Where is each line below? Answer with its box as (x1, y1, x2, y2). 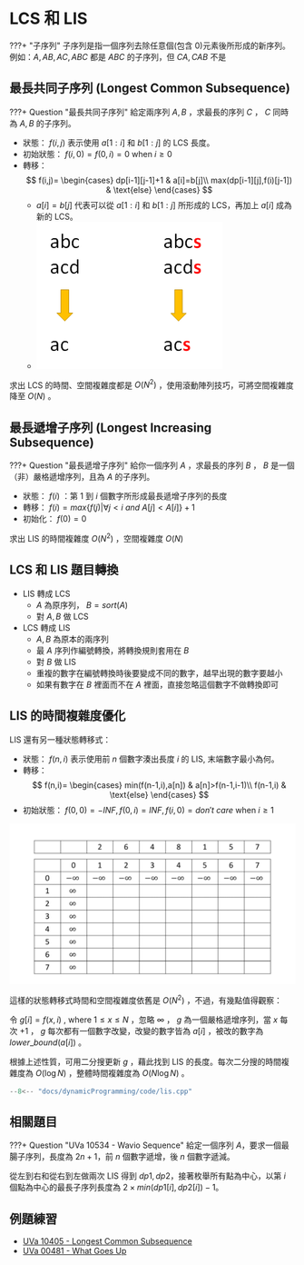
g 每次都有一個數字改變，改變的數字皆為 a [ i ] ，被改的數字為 (40, 1025, 264, 1036)
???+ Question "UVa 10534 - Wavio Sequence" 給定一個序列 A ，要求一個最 (9, 1140, 290, 1150)
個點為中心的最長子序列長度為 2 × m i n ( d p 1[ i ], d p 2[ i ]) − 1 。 (9, 1182, 224, 1193)
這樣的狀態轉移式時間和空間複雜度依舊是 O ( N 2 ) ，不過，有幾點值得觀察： (9, 993, 283, 1005)
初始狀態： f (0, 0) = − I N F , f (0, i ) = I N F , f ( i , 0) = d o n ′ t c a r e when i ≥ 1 (22, 804, 275, 815)
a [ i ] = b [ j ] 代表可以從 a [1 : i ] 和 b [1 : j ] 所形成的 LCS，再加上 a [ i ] (35, 199, 274, 210)
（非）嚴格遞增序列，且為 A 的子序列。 (9, 472, 155, 483)
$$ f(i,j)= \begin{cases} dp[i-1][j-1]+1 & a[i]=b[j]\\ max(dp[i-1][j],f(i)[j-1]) (25, 174, 293, 185)
